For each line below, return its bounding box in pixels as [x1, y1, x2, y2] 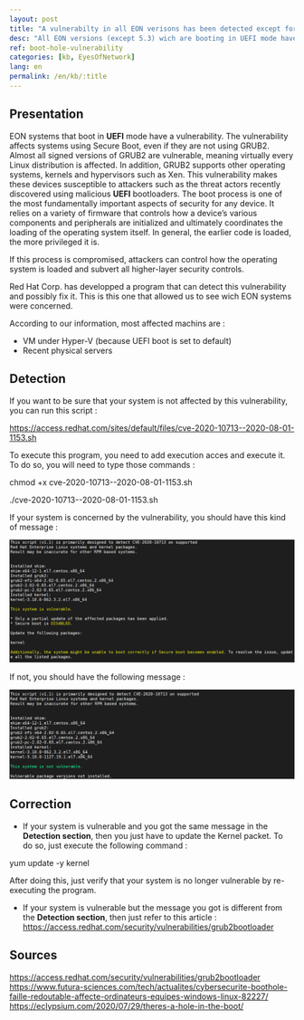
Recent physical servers [22, 345, 113, 356]
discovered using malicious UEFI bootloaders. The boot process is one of [9, 188, 283, 199]
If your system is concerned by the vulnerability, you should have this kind [9, 511, 287, 522]
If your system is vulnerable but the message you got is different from [22, 901, 283, 913]
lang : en [9, 62, 43, 71]
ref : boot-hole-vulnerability [9, 43, 124, 52]
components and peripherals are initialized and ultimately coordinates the [9, 217, 283, 228]
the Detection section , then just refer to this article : [22, 911, 217, 922]
